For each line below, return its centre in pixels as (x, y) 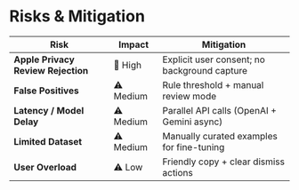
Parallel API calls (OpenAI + (220, 110)
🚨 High (128, 65)
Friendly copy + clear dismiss (223, 162)
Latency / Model (49, 110)
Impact (134, 44)
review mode (190, 96)
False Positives (46, 91)
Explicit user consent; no (214, 59)
